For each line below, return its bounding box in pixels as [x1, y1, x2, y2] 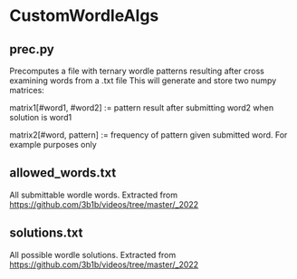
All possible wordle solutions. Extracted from [9, 249, 177, 260]
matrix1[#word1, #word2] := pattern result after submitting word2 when [9, 102, 274, 113]
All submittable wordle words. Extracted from [9, 189, 178, 200]
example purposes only [9, 139, 97, 149]
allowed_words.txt [9, 165, 117, 181]
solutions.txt [9, 226, 83, 241]
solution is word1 [9, 112, 72, 122]
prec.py [9, 42, 54, 57]
